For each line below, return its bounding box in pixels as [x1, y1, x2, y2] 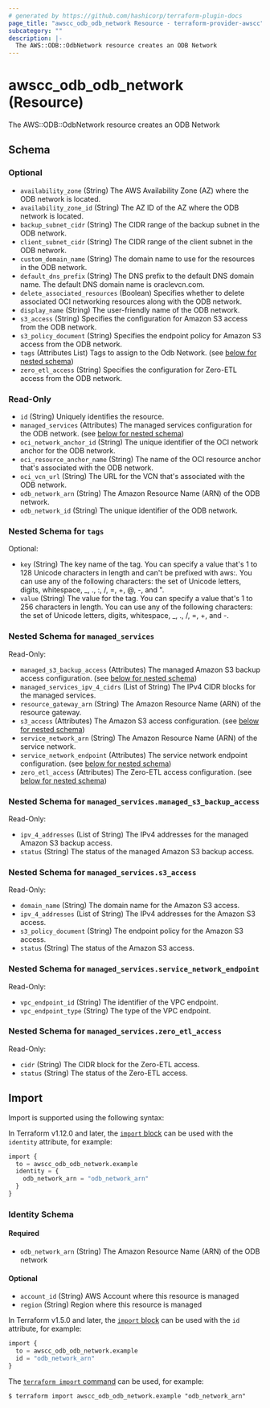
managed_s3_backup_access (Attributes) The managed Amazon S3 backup [19, 665, 261, 674]
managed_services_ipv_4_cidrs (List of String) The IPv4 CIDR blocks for [19, 681, 256, 691]
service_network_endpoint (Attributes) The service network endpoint [19, 750, 247, 759]
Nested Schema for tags [8, 526, 104, 537]
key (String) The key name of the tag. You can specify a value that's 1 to [19, 559, 258, 569]
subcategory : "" [8, 27, 63, 35]
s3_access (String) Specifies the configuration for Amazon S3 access [19, 313, 248, 323]
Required [8, 1229, 40, 1238]
